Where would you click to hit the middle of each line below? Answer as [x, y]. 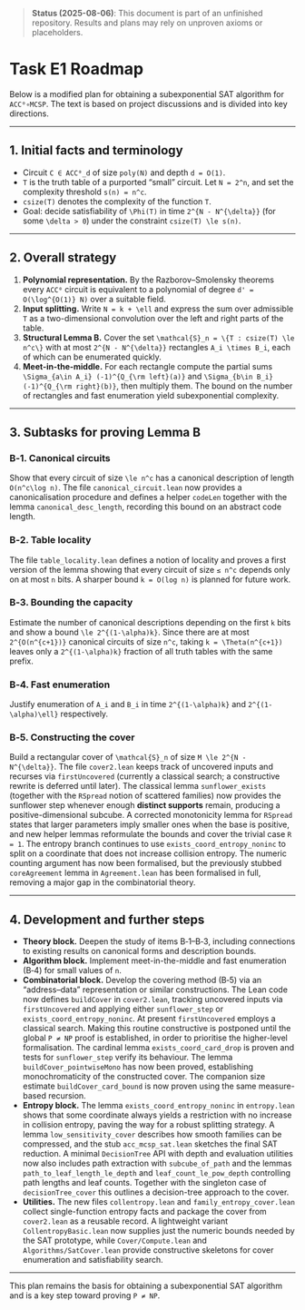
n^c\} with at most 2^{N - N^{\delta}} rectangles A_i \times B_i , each [157, 347]
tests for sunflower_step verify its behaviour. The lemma [128, 1058]
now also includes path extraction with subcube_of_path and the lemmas [157, 1163]
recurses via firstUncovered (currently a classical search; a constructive [145, 776]
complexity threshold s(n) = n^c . [84, 192]
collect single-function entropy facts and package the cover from [145, 1212]
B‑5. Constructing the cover [72, 737]
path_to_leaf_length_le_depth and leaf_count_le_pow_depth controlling [157, 1173]
